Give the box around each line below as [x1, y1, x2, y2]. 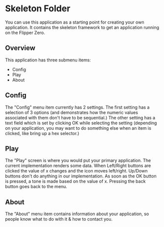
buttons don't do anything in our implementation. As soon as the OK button [5, 173, 157, 179]
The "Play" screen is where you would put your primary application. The [5, 158, 151, 164]
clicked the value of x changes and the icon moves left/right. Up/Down [5, 168, 148, 174]
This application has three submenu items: [5, 57, 91, 63]
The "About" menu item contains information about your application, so [5, 211, 149, 217]
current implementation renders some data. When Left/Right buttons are [5, 163, 151, 169]
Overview [5, 44, 36, 52]
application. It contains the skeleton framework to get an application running [5, 24, 160, 30]
